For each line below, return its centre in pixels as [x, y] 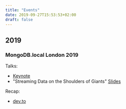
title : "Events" [22, 10]
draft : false [19, 19]
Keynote [21, 76]
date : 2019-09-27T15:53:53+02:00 [41, 15]
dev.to [19, 101]
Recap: [13, 91]
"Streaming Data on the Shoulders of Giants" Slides [67, 81]
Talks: [11, 66]
